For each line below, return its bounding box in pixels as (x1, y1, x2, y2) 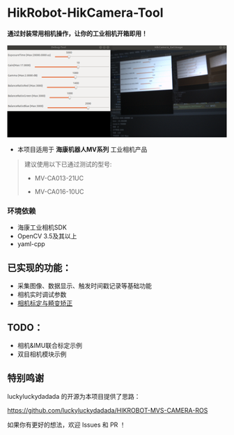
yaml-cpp (17, 240, 45, 248)
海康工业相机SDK (17, 223, 68, 231)
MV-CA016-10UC (34, 188, 85, 196)
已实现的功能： (7, 261, 72, 273)
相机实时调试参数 (17, 291, 67, 299)
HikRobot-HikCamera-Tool (7, 5, 164, 21)
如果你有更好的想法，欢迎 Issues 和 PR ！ (7, 420, 127, 429)
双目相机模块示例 (17, 350, 67, 358)
